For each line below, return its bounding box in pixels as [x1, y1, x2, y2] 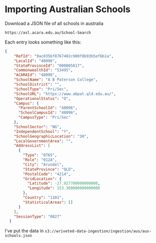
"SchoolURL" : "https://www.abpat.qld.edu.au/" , [14, 91, 116, 96]
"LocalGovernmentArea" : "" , [14, 138, 73, 144]
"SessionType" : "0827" [14, 214, 62, 219]
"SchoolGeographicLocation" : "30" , [14, 133, 89, 139]
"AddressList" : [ [14, 143, 51, 148]
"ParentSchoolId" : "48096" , [18, 106, 78, 111]
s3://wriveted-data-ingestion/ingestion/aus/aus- [45, 229, 151, 234]
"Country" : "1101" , [23, 195, 64, 200]
